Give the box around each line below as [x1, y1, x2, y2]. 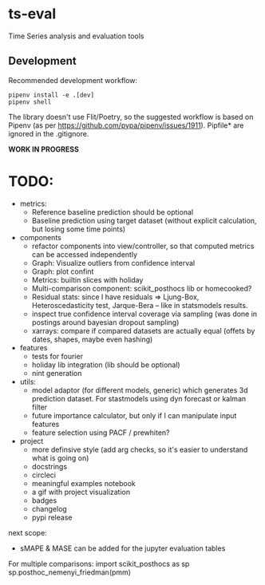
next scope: [8, 528, 48, 537]
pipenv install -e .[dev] [8, 91, 94, 99]
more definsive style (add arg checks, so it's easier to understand [31, 445, 248, 454]
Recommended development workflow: [8, 75, 138, 85]
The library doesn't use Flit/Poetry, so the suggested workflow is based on [8, 112, 254, 121]
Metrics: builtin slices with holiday [31, 275, 144, 284]
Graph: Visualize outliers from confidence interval [31, 258, 196, 267]
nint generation [31, 368, 82, 377]
